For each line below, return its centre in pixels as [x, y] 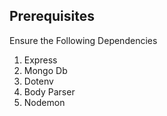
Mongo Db [45, 70]
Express [40, 60]
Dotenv [38, 81]
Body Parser [49, 91]
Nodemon [44, 102]
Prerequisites [52, 16]
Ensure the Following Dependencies [83, 40]
